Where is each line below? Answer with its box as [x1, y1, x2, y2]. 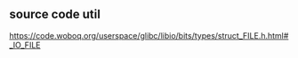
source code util [9, 7, 101, 22]
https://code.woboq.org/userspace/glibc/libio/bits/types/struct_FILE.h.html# [9, 30, 289, 40]
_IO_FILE [9, 40, 41, 50]
